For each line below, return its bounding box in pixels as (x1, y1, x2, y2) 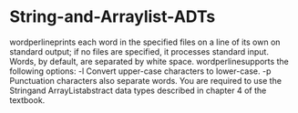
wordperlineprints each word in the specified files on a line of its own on (9, 36, 281, 47)
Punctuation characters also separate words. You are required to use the (9, 75, 283, 86)
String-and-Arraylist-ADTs (9, 6, 216, 27)
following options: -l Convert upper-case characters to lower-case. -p (9, 66, 272, 77)
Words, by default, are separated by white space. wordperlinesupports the (9, 56, 289, 67)
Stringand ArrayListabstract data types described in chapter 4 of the (9, 85, 267, 96)
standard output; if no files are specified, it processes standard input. (9, 46, 269, 56)
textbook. (9, 94, 46, 106)
